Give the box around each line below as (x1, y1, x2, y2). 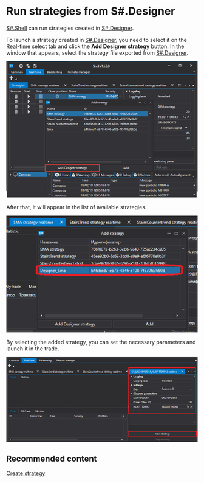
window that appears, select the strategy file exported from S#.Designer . (6, 49, 189, 56)
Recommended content (6, 454, 97, 464)
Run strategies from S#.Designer (6, 4, 175, 18)
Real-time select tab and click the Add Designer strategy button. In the (6, 43, 185, 50)
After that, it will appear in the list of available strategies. (6, 204, 147, 211)
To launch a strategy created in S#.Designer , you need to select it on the (6, 36, 187, 43)
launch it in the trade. (6, 345, 59, 352)
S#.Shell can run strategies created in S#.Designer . (6, 24, 134, 32)
